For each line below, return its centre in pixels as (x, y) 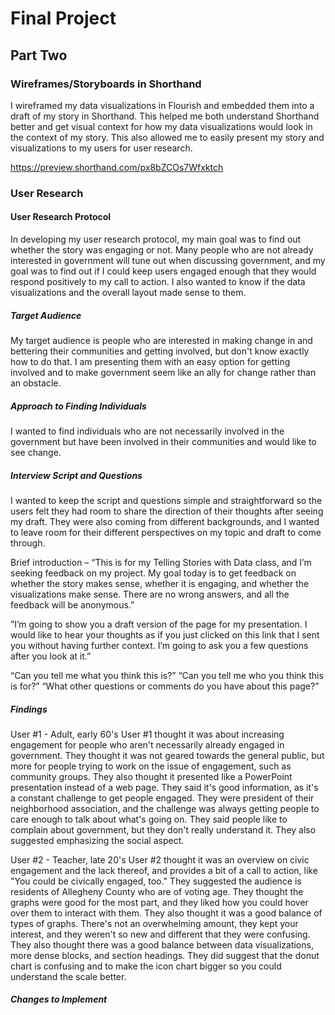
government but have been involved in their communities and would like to (163, 441)
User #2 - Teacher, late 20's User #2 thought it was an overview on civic (160, 859)
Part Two (39, 55)
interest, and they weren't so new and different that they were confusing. (160, 934)
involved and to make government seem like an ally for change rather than (163, 372)
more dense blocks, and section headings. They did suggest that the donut (165, 955)
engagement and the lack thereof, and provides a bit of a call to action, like (164, 870)
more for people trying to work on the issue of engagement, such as (151, 766)
